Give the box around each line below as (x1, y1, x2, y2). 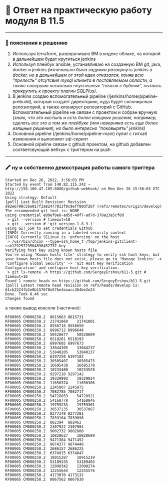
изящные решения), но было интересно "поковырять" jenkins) (12, 125, 146, 131)
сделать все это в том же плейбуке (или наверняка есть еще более (12, 120, 158, 126)
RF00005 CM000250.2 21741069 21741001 (5, 318, 95, 324)
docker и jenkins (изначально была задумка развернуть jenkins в (12, 67, 152, 73)
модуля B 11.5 (5, 15, 64, 27)
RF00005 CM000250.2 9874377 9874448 (5, 441, 84, 447)
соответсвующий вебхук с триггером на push (12, 146, 111, 152)
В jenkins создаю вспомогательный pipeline (12, 93, 106, 99)
